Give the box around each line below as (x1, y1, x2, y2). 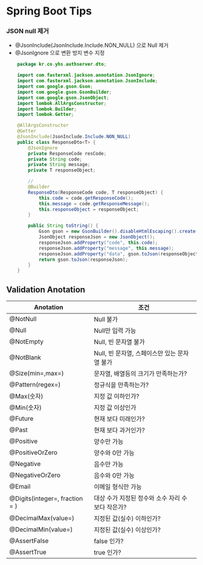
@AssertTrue (9, 548, 47, 557)
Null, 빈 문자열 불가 (94, 338, 145, 346)
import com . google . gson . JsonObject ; (17, 95, 110, 101)
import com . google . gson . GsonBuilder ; (17, 89, 112, 95)
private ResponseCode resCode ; (28, 150, 107, 156)
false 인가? (94, 537, 124, 546)
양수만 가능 (94, 438, 124, 446)
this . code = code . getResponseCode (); (38, 195, 134, 201)
